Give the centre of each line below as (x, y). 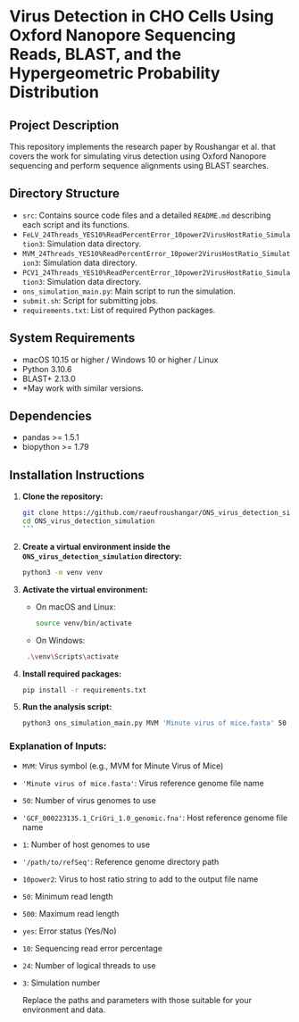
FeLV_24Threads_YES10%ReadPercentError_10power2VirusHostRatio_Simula (156, 235)
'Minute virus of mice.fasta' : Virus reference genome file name (143, 783)
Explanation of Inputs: (58, 746)
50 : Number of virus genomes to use (89, 800)
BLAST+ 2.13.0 (49, 378)
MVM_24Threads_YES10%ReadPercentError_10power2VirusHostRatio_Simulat (156, 253)
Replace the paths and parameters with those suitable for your (137, 1000)
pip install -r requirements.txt (84, 690)
